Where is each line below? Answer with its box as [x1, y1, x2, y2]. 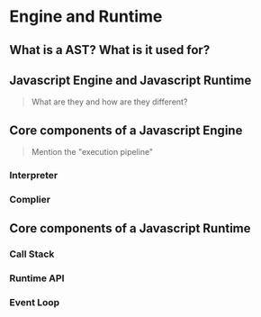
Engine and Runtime [9, 6, 163, 27]
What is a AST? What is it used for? [9, 42, 211, 58]
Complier [9, 194, 51, 206]
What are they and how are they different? [31, 96, 188, 107]
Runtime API [9, 272, 65, 285]
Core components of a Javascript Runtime [9, 221, 251, 236]
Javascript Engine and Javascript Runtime [9, 72, 252, 87]
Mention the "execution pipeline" [31, 147, 154, 158]
